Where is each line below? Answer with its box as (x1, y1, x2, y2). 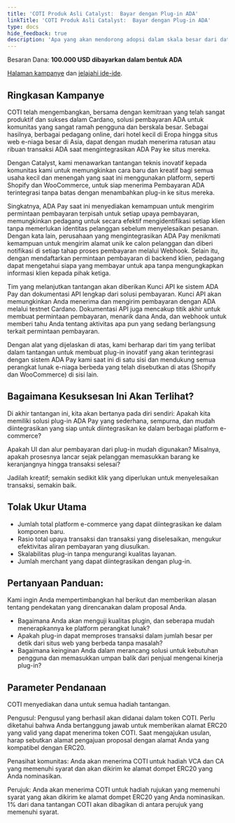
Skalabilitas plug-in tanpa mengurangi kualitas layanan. (17, 549, 177, 558)
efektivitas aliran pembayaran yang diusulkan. (17, 542, 150, 550)
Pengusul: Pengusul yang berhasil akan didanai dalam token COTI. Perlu (7, 714, 215, 722)
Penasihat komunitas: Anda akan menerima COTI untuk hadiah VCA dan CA (7, 757, 225, 766)
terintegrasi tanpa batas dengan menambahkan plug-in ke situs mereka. (7, 188, 215, 197)
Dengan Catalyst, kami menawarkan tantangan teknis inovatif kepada (7, 158, 207, 167)
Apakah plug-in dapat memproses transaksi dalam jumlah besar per (17, 631, 213, 640)
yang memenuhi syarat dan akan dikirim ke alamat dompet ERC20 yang (7, 764, 213, 773)
